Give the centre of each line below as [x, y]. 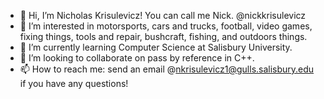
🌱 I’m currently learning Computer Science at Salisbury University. [156, 47]
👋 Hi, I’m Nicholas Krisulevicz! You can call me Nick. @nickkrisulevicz [163, 15]
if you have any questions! [74, 83]
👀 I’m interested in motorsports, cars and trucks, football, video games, [166, 26]
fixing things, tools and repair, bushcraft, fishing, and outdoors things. [163, 36]
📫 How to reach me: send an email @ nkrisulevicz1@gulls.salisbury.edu [167, 69]
